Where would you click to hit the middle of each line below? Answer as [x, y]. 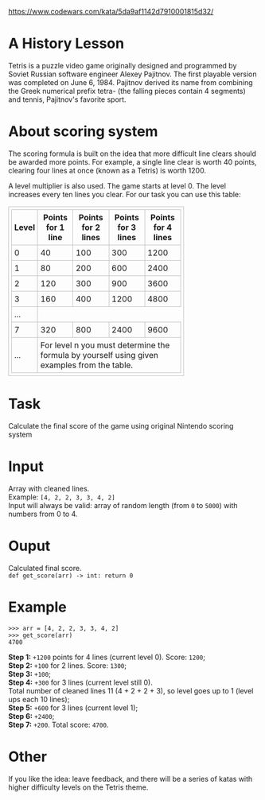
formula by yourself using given [99, 355]
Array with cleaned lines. [49, 488]
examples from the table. [87, 365]
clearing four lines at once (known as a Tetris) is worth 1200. [107, 170]
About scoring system [83, 132]
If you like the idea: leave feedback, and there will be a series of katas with [131, 779]
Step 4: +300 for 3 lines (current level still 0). [80, 682]
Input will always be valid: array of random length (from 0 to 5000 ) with [123, 505]
